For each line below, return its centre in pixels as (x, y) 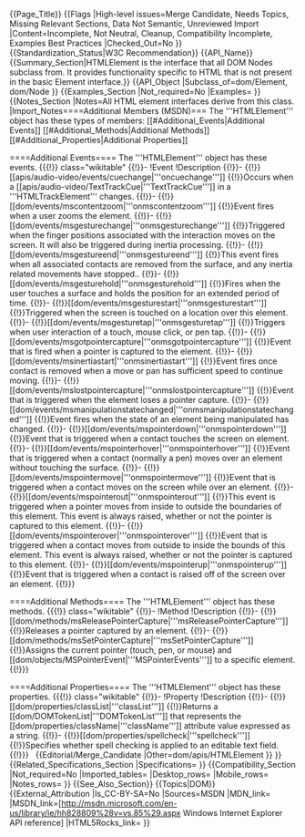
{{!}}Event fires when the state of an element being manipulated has (162, 419)
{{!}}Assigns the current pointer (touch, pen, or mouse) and (121, 650)
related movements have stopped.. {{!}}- (86, 274)
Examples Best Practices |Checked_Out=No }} (96, 43)
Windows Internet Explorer (233, 813)
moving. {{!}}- (36, 380)
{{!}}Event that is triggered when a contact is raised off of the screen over (147, 574)
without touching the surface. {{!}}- (76, 468)
